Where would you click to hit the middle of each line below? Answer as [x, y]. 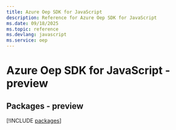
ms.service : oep [27, 40]
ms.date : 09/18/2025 [33, 23]
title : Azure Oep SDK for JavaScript [54, 12]
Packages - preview [45, 106]
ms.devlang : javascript [37, 35]
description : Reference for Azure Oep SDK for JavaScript [82, 18]
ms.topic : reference [33, 29]
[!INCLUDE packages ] [34, 121]
